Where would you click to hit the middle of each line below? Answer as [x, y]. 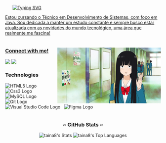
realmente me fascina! [28, 33]
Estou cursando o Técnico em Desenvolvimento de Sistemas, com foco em [81, 17]
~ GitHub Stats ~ [83, 125]
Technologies [22, 75]
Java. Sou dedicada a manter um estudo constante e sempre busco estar [80, 23]
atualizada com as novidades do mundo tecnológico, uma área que [73, 28]
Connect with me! [27, 51]
